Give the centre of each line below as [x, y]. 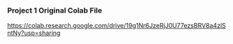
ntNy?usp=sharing [34, 33]
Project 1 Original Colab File [55, 10]
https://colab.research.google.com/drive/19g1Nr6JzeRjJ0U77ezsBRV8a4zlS [116, 26]
